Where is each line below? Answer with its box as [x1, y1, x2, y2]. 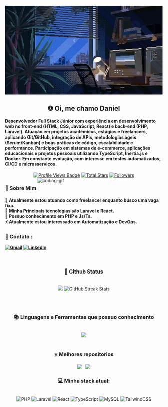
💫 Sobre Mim [5, 185, 37, 192]
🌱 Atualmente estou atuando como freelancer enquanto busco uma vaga [5, 197, 159, 203]
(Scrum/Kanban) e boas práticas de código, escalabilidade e [5, 140, 133, 146]
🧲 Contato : [5, 233, 33, 240]
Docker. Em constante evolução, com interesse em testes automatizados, [5, 156, 161, 162]
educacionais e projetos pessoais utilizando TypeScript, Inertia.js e [5, 150, 148, 156]
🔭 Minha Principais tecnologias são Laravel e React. [5, 208, 115, 214]
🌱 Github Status [64, 268, 103, 275]
